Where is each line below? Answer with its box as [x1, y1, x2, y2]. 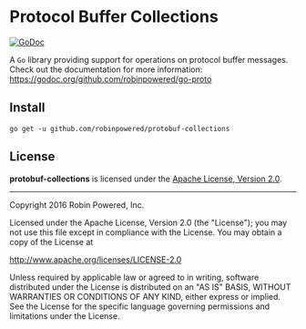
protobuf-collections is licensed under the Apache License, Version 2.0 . [9, 173, 282, 184]
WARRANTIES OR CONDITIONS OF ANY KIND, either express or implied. [9, 291, 280, 302]
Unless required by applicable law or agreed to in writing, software [9, 272, 260, 283]
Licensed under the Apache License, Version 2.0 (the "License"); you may [9, 217, 288, 228]
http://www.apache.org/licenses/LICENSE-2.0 [9, 253, 182, 265]
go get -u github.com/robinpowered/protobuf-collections [9, 124, 230, 133]
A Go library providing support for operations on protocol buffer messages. [9, 54, 289, 65]
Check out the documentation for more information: [9, 64, 203, 75]
